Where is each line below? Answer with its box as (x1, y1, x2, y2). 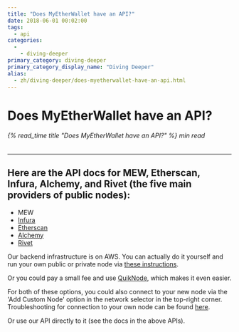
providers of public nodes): (7, 190, 130, 202)
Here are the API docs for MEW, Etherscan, (7, 167, 201, 179)
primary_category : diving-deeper (7, 57, 107, 64)
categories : (7, 37, 43, 44)
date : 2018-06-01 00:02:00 (7, 17, 87, 24)
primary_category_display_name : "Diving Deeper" (7, 63, 154, 71)
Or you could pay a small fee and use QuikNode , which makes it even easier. (7, 274, 232, 282)
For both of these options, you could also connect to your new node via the (7, 287, 228, 296)
